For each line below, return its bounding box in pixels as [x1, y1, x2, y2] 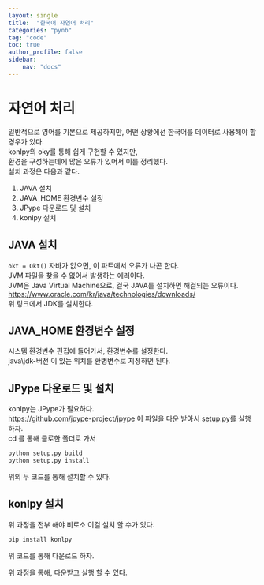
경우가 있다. [8, 137, 45, 146]
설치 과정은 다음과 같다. [8, 167, 80, 176]
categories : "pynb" [8, 26, 73, 34]
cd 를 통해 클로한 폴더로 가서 [8, 433, 96, 443]
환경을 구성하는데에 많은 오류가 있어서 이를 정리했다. [8, 156, 168, 166]
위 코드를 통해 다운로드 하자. [8, 550, 95, 561]
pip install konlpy [8, 535, 73, 543]
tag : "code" [8, 33, 47, 42]
